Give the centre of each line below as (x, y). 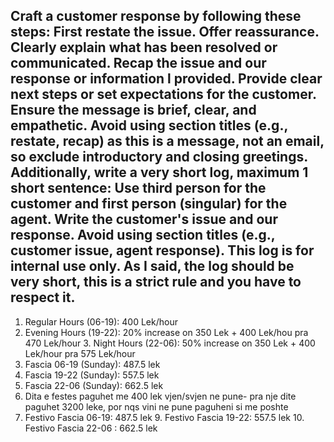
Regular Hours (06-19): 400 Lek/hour (101, 321)
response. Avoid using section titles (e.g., (143, 235)
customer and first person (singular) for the (149, 204)
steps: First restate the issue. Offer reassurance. (165, 32)
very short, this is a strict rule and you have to (156, 282)
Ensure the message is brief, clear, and (133, 110)
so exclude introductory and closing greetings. (159, 157)
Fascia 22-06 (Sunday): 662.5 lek (94, 385)
